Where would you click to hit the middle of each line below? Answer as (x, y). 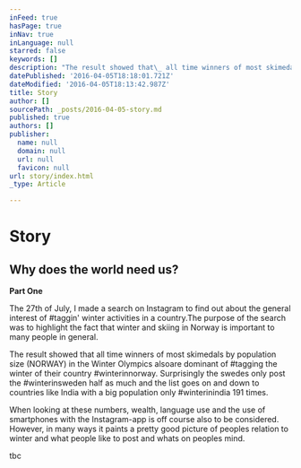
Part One (26, 291)
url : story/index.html (52, 176)
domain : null (42, 151)
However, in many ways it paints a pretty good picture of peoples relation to (149, 429)
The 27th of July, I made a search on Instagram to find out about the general (150, 308)
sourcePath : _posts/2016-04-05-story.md (86, 109)
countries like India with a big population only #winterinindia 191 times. (139, 393)
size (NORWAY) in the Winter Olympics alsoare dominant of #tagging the (143, 364)
